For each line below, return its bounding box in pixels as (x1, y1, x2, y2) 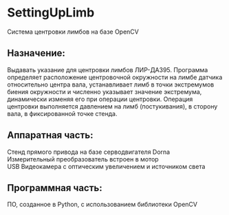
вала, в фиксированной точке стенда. (7, 109, 118, 117)
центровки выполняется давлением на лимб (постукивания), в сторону (7, 102, 218, 111)
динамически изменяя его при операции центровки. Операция (7, 95, 193, 103)
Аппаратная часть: (7, 129, 94, 142)
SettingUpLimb (7, 5, 95, 21)
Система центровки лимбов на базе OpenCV (7, 27, 139, 36)
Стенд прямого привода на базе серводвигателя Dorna (7, 148, 171, 156)
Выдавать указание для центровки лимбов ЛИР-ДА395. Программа (7, 65, 208, 73)
